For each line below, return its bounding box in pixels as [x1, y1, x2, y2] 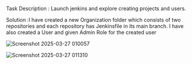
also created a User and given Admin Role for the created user [6, 29, 157, 36]
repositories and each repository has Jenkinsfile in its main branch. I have [6, 23, 184, 29]
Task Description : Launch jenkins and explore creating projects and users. [6, 5, 186, 12]
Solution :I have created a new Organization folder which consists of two [6, 16, 181, 23]
